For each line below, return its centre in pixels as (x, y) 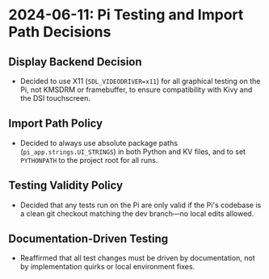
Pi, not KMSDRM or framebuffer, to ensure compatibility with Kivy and (136, 90)
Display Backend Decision (76, 62)
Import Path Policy (56, 124)
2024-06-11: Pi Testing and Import (126, 15)
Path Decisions (60, 32)
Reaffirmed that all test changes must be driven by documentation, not (138, 258)
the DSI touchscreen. (55, 98)
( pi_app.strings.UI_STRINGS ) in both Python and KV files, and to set (133, 152)
